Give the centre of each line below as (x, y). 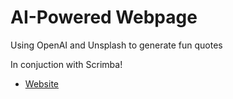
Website (42, 83)
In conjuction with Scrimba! (66, 64)
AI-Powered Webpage (104, 17)
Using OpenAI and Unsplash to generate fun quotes (116, 45)
